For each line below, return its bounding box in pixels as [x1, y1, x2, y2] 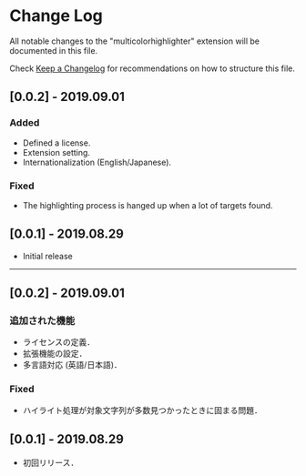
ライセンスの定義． [22, 337, 96, 348]
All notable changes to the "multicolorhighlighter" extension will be [9, 35, 260, 46]
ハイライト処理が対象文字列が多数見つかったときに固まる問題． [22, 404, 262, 415]
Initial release [22, 250, 73, 261]
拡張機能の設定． [22, 348, 87, 360]
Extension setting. [22, 147, 91, 157]
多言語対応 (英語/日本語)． [22, 360, 122, 370]
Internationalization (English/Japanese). [22, 157, 171, 167]
